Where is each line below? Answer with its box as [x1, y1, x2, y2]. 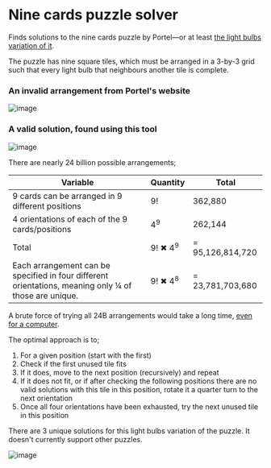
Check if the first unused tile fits [19, 358, 127, 368]
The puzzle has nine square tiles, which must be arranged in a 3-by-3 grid [8, 56, 256, 66]
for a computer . [8, 319, 60, 329]
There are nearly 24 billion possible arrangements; [8, 157, 177, 167]
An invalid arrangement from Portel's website [8, 85, 191, 96]
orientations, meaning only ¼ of [12, 280, 132, 291]
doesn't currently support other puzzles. [8, 434, 143, 444]
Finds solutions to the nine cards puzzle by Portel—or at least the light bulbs [8, 32, 262, 42]
